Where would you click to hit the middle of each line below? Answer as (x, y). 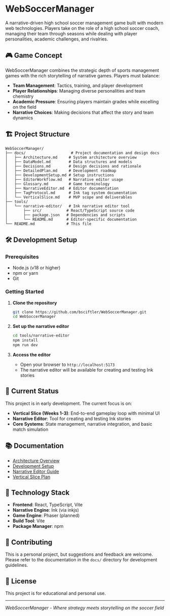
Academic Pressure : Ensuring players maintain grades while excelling (86, 101)
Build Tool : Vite (29, 521)
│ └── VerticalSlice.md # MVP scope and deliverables (69, 197)
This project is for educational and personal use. (56, 593)
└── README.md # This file (49, 224)
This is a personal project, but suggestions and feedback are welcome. (79, 554)
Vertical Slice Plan (31, 477)
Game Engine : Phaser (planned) (46, 516)
